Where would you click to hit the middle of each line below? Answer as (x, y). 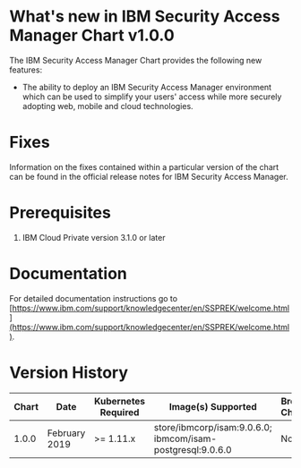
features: (26, 70)
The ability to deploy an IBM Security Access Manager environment (146, 87)
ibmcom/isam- (185, 438)
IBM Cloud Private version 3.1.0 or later (94, 237)
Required (120, 412)
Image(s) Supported (213, 406)
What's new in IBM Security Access (145, 17)
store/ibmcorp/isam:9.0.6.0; (213, 427)
